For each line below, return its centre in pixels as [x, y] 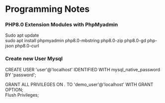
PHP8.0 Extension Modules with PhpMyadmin [61, 25]
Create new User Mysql [34, 59]
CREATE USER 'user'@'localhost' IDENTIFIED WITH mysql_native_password [82, 69]
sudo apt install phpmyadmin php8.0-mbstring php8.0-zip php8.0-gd [76, 41]
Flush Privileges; [22, 95]
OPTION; [14, 90]
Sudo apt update [22, 35]
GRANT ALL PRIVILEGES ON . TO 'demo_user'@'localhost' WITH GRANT [79, 84]
